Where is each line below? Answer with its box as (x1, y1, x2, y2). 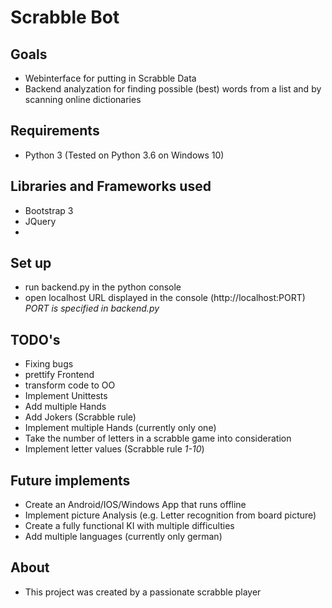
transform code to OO (24, 379, 116, 391)
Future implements (10, 472, 131, 489)
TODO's (10, 331, 61, 348)
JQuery (24, 215, 57, 227)
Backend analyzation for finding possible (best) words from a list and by (24, 83, 322, 95)
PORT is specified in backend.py (24, 302, 160, 315)
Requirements (10, 122, 100, 140)
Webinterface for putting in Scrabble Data (24, 72, 197, 84)
